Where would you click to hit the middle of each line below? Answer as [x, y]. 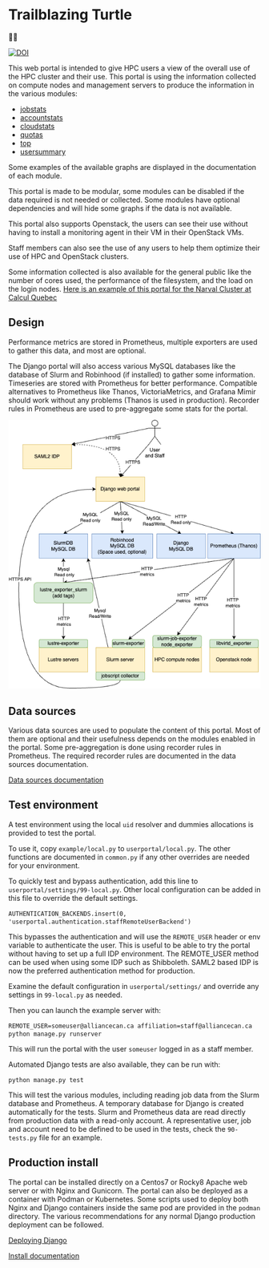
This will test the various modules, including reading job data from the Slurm [134, 1095]
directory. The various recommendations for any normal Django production [132, 1216]
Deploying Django [38, 1240]
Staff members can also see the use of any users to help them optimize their [134, 248]
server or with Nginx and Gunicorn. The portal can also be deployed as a [128, 1190]
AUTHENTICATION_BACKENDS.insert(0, [68, 914]
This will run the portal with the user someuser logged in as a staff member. [131, 1048]
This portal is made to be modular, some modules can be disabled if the [126, 191]
